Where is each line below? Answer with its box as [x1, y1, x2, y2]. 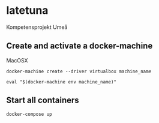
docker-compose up [6, 111, 52, 117]
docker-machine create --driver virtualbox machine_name [6, 68, 152, 74]
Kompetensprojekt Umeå [6, 23, 68, 31]
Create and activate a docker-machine [6, 41, 153, 51]
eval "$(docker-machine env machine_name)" [6, 79, 117, 85]
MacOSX [6, 56, 28, 64]
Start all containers [6, 95, 79, 106]
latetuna [6, 4, 49, 17]
